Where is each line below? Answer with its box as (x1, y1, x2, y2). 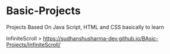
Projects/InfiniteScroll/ (6, 41, 61, 48)
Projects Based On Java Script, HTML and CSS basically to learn (6, 23, 165, 31)
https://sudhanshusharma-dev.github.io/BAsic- (43, 35, 159, 42)
